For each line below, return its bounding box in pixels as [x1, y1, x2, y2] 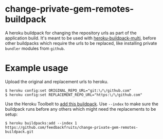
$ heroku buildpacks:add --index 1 [5, 120, 77, 125]
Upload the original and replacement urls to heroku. [5, 79, 109, 84]
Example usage [5, 62, 69, 74]
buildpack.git [5, 129, 34, 134]
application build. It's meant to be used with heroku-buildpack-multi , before [5, 35, 157, 41]
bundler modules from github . [5, 45, 65, 51]
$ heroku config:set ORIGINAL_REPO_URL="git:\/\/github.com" [5, 88, 132, 93]
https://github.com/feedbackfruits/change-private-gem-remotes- [5, 125, 138, 130]
